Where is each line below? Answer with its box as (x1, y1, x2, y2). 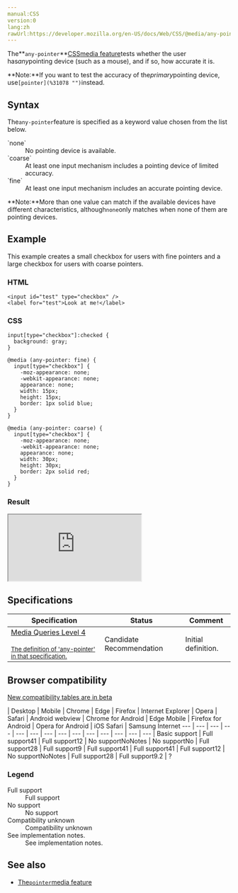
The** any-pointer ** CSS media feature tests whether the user (7, 50, 186, 58)
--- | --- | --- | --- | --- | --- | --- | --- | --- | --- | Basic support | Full (15, 729, 213, 738)
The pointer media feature (17, 877, 92, 886)
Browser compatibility (7, 674, 108, 686)
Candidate (104, 635, 140, 644)
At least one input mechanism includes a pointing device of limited (25, 161, 219, 170)
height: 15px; (20, 394, 62, 401)
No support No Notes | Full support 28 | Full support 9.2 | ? (7, 752, 172, 761)
